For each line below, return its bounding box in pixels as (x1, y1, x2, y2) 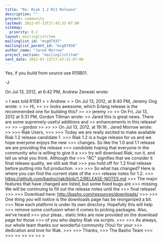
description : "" (5, 12, 38, 17)
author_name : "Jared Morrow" (5, 48, 64, 52)
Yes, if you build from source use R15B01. (5, 70, 88, 76)
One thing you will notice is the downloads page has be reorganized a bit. (5, 196, 152, 202)
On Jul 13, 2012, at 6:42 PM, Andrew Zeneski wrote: (5, 89, 109, 95)
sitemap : (5, 25, 23, 30)
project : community (5, 16, 45, 21)
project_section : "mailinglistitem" (5, 52, 79, 57)
